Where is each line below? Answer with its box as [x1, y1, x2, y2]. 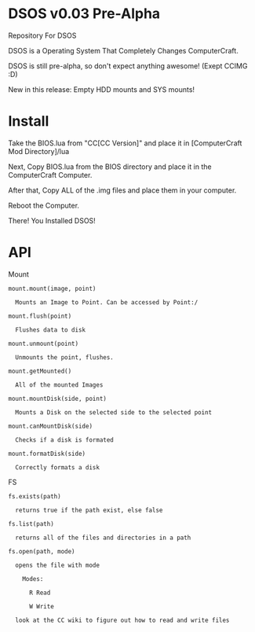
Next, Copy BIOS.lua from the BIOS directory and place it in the [8, 162, 212, 171]
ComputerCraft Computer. [8, 170, 93, 179]
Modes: [22, 575, 44, 582]
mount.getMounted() [8, 367, 72, 375]
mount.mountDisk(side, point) [8, 395, 107, 402]
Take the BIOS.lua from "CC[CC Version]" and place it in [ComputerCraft [8, 138, 242, 148]
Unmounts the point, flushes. [15, 353, 114, 362]
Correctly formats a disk [15, 463, 100, 472]
